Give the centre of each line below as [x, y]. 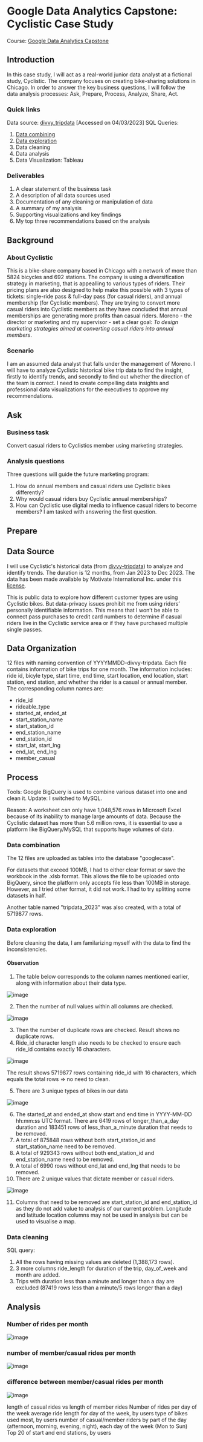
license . [17, 585]
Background [30, 240]
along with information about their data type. [71, 983]
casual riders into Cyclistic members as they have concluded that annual [97, 309]
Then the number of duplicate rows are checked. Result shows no [98, 1030]
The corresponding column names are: [55, 689]
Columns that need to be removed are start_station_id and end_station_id [106, 1202]
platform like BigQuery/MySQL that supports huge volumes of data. [91, 829]
